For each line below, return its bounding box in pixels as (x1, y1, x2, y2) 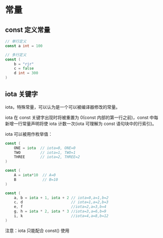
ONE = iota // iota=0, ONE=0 (14, 146, 76, 150)
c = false (14, 66, 34, 71)
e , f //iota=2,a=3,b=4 (14, 205, 107, 209)
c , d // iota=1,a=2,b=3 (14, 200, 109, 205)
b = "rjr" (14, 61, 34, 66)
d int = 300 (14, 71, 38, 76)
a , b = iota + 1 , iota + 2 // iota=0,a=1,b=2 (14, 195, 109, 200)
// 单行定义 (5, 39, 27, 44)
